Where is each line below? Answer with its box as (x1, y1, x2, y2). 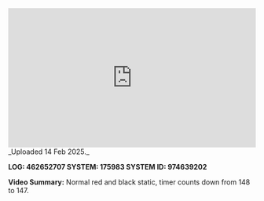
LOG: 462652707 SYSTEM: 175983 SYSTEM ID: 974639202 (8, 162, 207, 171)
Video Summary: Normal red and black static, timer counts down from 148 (8, 177, 251, 187)
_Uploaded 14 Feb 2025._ (8, 147, 90, 156)
